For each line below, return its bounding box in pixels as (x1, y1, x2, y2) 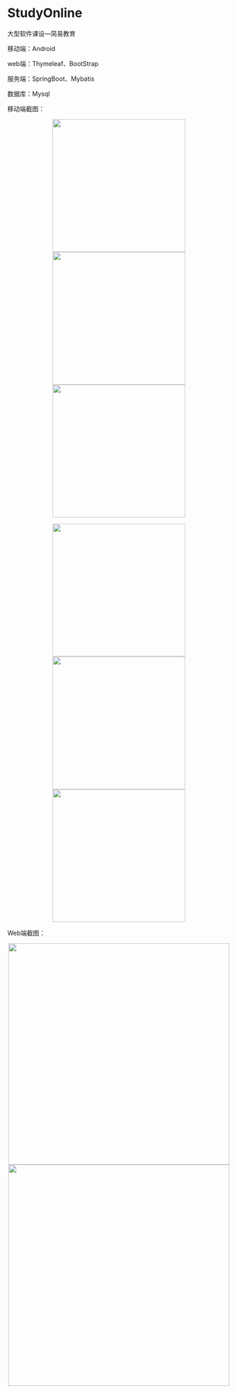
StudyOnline (7, 5, 83, 21)
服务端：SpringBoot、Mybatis (7, 74, 95, 83)
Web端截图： (7, 928, 46, 937)
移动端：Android (7, 44, 55, 52)
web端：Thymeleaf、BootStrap (7, 59, 99, 68)
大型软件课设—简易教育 (7, 29, 76, 38)
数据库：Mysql (7, 89, 50, 98)
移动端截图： (7, 104, 45, 113)
